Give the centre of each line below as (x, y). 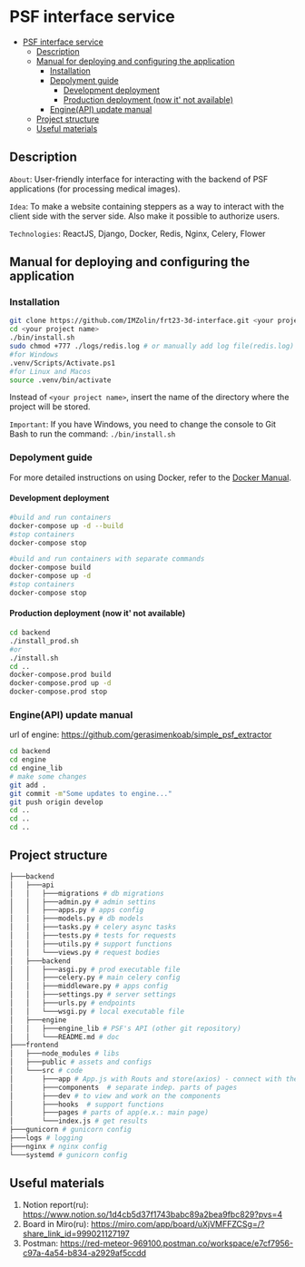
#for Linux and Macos (50, 371)
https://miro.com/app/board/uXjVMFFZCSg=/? (177, 1224)
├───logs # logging (46, 1138)
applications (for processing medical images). (95, 189)
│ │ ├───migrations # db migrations (87, 893)
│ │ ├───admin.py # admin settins (83, 902)
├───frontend (34, 1046)
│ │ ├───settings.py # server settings (93, 995)
